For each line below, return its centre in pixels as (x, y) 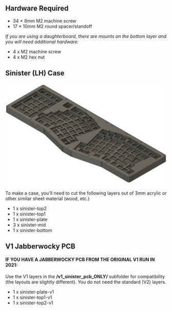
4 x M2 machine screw (37, 51)
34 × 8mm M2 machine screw (44, 21)
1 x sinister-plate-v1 (33, 291)
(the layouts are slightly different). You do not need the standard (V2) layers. (86, 282)
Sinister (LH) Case (35, 73)
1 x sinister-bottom (32, 230)
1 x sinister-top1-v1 (32, 297)
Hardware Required (37, 8)
